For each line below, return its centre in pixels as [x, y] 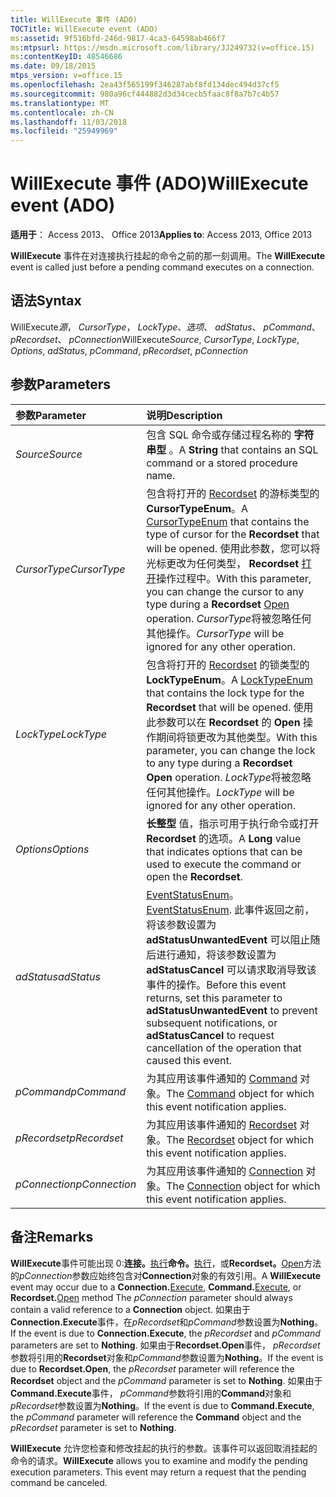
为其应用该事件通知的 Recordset [222, 1124]
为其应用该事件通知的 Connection [225, 1171]
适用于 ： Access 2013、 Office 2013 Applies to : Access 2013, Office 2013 [161, 235]
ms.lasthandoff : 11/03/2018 [69, 122]
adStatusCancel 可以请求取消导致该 [231, 969]
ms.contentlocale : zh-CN [62, 112]
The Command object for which [240, 1093]
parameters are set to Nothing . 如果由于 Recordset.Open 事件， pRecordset [165, 1345]
